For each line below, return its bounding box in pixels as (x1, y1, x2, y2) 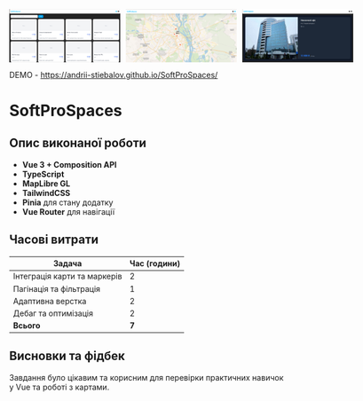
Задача (52, 258, 83, 269)
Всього (12, 320, 41, 331)
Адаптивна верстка (12, 295, 87, 306)
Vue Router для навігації (21, 206, 115, 216)
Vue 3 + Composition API (21, 159, 117, 169)
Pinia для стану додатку (21, 197, 114, 208)
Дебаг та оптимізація (12, 308, 93, 318)
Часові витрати (9, 232, 99, 248)
